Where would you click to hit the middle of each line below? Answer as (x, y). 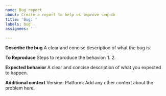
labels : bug (18, 24)
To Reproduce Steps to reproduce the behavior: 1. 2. (61, 58)
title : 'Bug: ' (21, 19)
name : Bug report (24, 10)
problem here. (20, 88)
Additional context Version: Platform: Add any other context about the (79, 83)
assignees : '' (20, 29)
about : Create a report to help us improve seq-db (60, 15)
